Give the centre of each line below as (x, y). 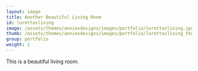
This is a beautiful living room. (43, 61)
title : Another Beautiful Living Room (54, 17)
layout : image (24, 12)
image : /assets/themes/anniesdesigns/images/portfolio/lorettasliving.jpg (100, 28)
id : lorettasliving (30, 22)
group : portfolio (27, 39)
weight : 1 (18, 45)
